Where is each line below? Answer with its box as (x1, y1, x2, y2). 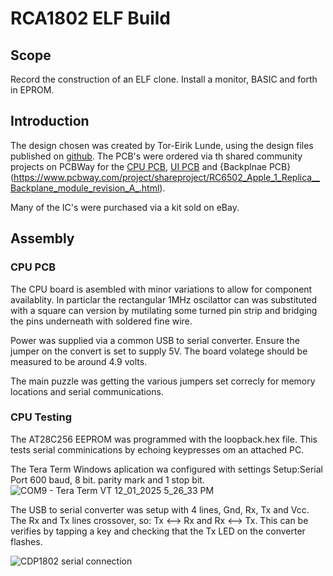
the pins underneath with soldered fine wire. (10, 315, 193, 327)
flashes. (10, 535, 43, 547)
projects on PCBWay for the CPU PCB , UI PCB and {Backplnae (10, 160, 267, 172)
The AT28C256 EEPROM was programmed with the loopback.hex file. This (10, 433, 318, 445)
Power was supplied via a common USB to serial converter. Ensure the (10, 334, 300, 346)
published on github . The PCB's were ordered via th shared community (10, 150, 303, 162)
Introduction (10, 113, 90, 130)
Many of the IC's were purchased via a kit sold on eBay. (10, 201, 240, 213)
